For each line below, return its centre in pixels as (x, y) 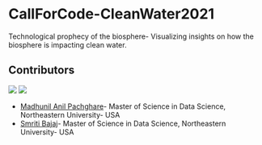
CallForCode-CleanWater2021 (112, 14)
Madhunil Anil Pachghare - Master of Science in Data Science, (123, 106)
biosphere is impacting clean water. (68, 44)
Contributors (42, 70)
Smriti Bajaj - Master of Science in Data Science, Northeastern (123, 123)
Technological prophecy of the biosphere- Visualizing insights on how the (131, 36)
